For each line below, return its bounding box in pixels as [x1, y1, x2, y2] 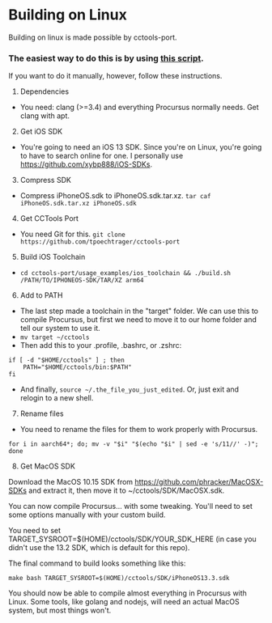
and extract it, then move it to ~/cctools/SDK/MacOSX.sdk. [28, 485, 225, 495]
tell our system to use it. [19, 324, 101, 333]
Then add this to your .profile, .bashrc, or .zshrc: [19, 341, 182, 350]
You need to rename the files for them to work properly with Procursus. [19, 425, 258, 434]
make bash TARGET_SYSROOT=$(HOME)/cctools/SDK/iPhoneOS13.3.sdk [8, 574, 230, 583]
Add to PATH [19, 290, 63, 300]
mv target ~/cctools [19, 333, 90, 341]
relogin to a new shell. [19, 393, 94, 403]
